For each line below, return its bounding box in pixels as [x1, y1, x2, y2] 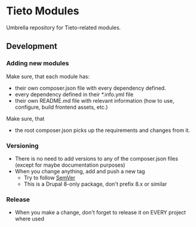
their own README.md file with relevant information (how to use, [14, 97, 174, 104]
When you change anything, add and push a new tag [14, 167, 145, 174]
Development [6, 41, 58, 51]
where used [14, 215, 45, 222]
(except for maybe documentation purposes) [14, 161, 125, 168]
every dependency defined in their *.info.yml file [14, 91, 134, 98]
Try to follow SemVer [23, 174, 76, 181]
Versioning [6, 142, 39, 150]
